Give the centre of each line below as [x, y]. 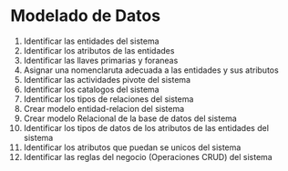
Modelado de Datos [86, 16]
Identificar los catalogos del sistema [91, 89]
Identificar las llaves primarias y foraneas [101, 60]
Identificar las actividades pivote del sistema [107, 79]
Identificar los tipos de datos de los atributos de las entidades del [146, 127]
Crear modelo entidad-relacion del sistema [104, 108]
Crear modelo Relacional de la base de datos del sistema [130, 118]
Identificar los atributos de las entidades [99, 50]
